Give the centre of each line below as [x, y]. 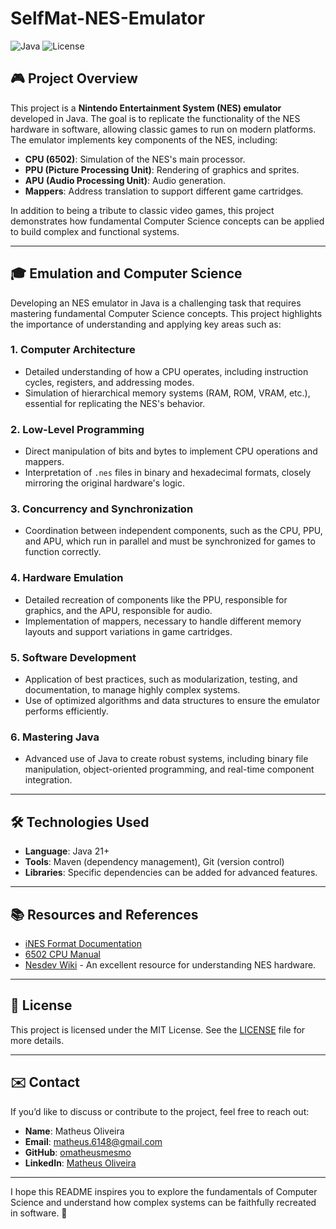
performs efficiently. [66, 711]
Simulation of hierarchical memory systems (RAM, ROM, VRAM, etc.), [167, 393]
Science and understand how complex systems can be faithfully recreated [163, 1202]
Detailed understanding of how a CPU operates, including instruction [166, 371]
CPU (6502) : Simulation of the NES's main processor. [135, 159]
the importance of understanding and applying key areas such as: [146, 324]
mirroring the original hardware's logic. [104, 483]
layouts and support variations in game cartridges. [128, 631]
